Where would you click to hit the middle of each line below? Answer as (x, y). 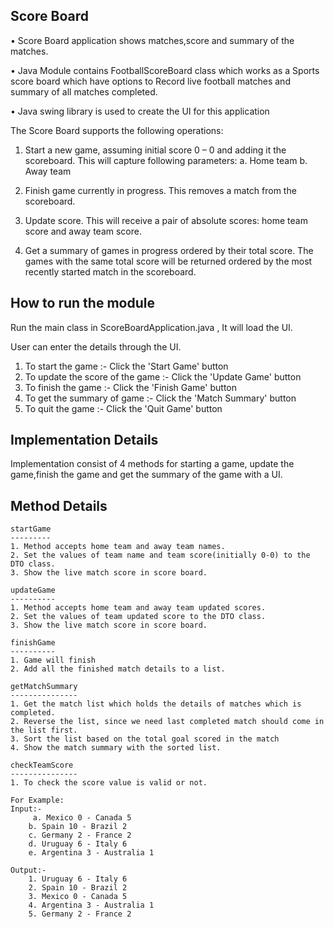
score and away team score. (83, 231)
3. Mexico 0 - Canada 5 (78, 897)
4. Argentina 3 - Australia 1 (91, 905)
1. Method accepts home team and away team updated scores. (138, 608)
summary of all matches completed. (84, 91)
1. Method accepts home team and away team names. (118, 547)
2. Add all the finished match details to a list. (118, 669)
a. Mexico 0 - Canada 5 (82, 818)
